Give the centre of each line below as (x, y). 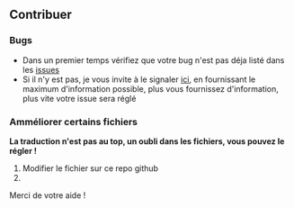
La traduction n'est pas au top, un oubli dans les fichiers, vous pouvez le (147, 141)
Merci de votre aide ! (48, 195)
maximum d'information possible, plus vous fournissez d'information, (150, 88)
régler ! (23, 150)
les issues (41, 69)
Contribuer (40, 15)
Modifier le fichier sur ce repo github (90, 168)
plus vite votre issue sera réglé (79, 98)
